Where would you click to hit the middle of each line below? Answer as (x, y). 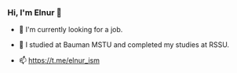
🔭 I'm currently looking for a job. (71, 30)
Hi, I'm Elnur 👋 (35, 13)
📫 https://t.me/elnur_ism (59, 60)
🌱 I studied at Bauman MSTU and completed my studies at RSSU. (124, 45)
